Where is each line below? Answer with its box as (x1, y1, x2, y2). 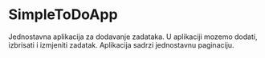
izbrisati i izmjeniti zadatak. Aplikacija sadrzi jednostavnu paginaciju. (8, 40, 234, 49)
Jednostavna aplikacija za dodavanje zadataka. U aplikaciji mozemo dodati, (8, 32, 258, 41)
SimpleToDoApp (8, 6, 118, 24)
